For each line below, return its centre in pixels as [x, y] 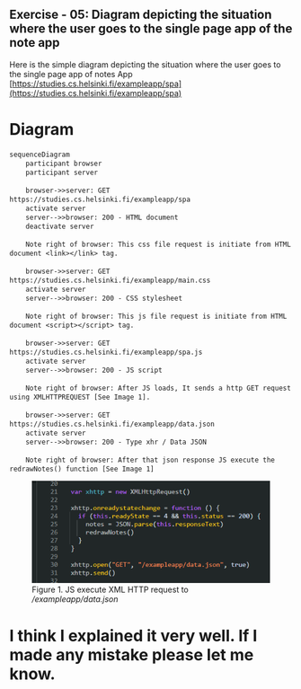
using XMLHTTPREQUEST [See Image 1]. [80, 397]
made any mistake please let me [132, 654]
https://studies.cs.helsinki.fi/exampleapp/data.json [112, 424]
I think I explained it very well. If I [133, 636]
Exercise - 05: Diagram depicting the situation [141, 15]
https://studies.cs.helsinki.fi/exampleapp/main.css [110, 280]
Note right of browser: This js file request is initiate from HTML [156, 316]
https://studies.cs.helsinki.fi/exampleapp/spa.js [106, 352]
